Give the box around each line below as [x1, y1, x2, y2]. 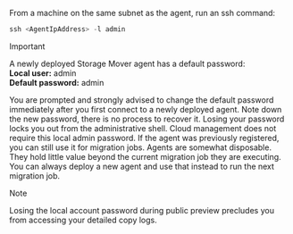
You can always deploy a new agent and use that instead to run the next [9, 161, 275, 171]
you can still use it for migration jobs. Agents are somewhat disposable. [9, 142, 272, 153]
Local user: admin [9, 67, 77, 79]
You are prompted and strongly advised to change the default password [9, 94, 274, 105]
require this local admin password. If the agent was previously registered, [9, 132, 280, 143]
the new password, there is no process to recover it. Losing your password [9, 113, 285, 124]
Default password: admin [9, 77, 105, 88]
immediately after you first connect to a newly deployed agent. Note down [9, 104, 282, 114]
